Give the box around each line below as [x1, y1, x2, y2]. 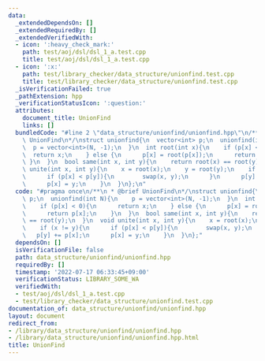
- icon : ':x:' [15, 63, 62, 71]
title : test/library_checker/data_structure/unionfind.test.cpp [22, 77, 238, 85]
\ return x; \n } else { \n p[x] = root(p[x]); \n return [22, 151, 256, 158]
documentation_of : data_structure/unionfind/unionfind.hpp [8, 304, 207, 312]
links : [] [22, 121, 55, 129]
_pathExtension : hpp [15, 92, 83, 100]
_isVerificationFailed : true [15, 84, 111, 93]
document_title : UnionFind [22, 114, 111, 122]
